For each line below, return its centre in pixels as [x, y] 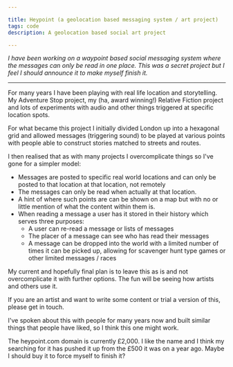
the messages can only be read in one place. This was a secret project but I [116, 66]
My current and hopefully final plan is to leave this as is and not [98, 271]
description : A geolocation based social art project [87, 33]
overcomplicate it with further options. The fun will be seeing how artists [111, 279]
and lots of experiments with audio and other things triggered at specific [111, 107]
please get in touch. [36, 307]
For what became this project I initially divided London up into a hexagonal [114, 128]
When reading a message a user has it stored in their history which [113, 214]
